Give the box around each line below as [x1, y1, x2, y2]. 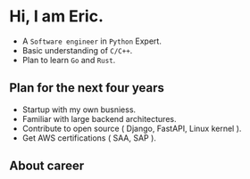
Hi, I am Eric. [9, 6, 104, 27]
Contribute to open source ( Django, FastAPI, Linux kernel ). [21, 123, 242, 134]
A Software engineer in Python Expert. [21, 36, 162, 46]
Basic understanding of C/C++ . [21, 45, 133, 55]
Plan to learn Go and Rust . [21, 54, 116, 65]
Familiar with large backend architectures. [21, 113, 177, 124]
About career [9, 159, 85, 174]
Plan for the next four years [9, 80, 165, 95]
